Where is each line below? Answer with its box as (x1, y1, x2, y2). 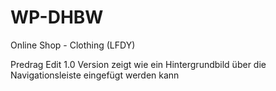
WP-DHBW (10, 6, 104, 29)
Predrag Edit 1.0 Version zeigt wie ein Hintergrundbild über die (10, 58, 267, 70)
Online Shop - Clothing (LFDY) (10, 39, 136, 51)
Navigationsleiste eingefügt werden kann (10, 69, 180, 81)
